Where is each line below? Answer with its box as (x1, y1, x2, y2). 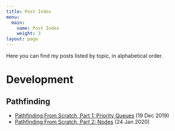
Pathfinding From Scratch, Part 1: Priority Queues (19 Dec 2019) (14, 112, 170, 119)
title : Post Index (6, 8, 51, 15)
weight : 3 (17, 31, 41, 37)
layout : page (6, 36, 38, 42)
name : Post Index (17, 25, 60, 31)
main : (11, 19, 25, 25)
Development (6, 73, 74, 86)
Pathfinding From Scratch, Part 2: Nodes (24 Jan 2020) (14, 119, 150, 125)
